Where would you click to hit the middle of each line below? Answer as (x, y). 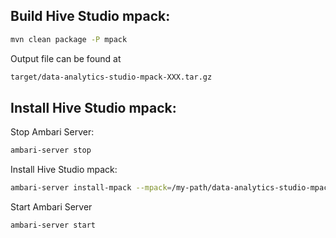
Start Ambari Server (51, 207)
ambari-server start (53, 225)
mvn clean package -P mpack (69, 39)
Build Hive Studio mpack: (90, 16)
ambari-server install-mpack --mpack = (91, 188)
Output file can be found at (66, 58)
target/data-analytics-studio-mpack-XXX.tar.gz (111, 77)
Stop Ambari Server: (52, 132)
